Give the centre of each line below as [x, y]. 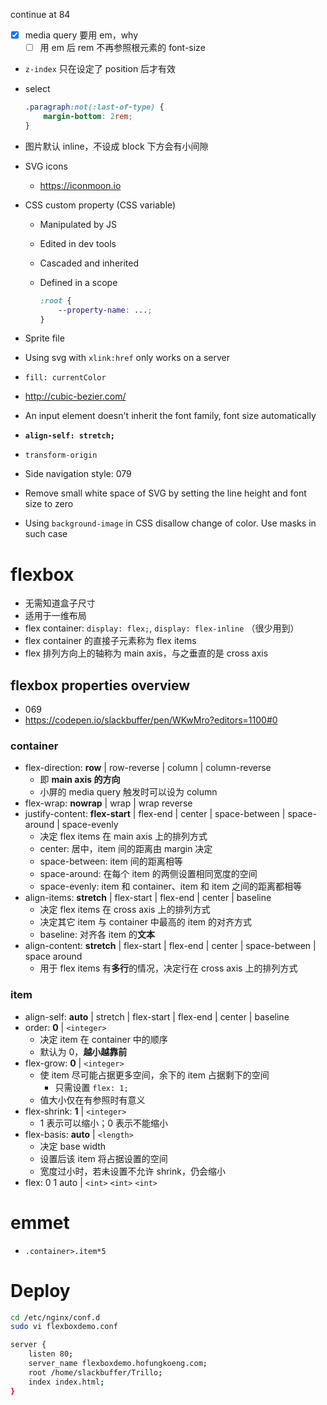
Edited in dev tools [78, 243]
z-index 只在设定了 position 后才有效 [100, 69]
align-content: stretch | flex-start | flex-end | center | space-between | [170, 946]
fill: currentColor [65, 378]
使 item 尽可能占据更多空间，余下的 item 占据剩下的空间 [154, 1075]
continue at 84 [40, 14]
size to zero [49, 504]
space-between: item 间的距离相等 [111, 861]
